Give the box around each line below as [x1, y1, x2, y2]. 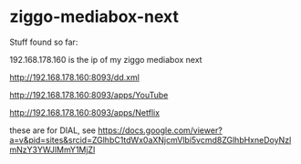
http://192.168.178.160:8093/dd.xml [9, 71, 140, 83]
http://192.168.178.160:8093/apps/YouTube [9, 89, 169, 100]
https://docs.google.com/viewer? [97, 125, 223, 136]
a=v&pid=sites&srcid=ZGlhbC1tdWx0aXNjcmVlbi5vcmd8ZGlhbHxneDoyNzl [9, 134, 292, 145]
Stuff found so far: [9, 36, 78, 47]
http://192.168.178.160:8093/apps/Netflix [9, 107, 161, 118]
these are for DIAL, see [9, 125, 97, 136]
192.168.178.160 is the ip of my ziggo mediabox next [9, 54, 202, 65]
